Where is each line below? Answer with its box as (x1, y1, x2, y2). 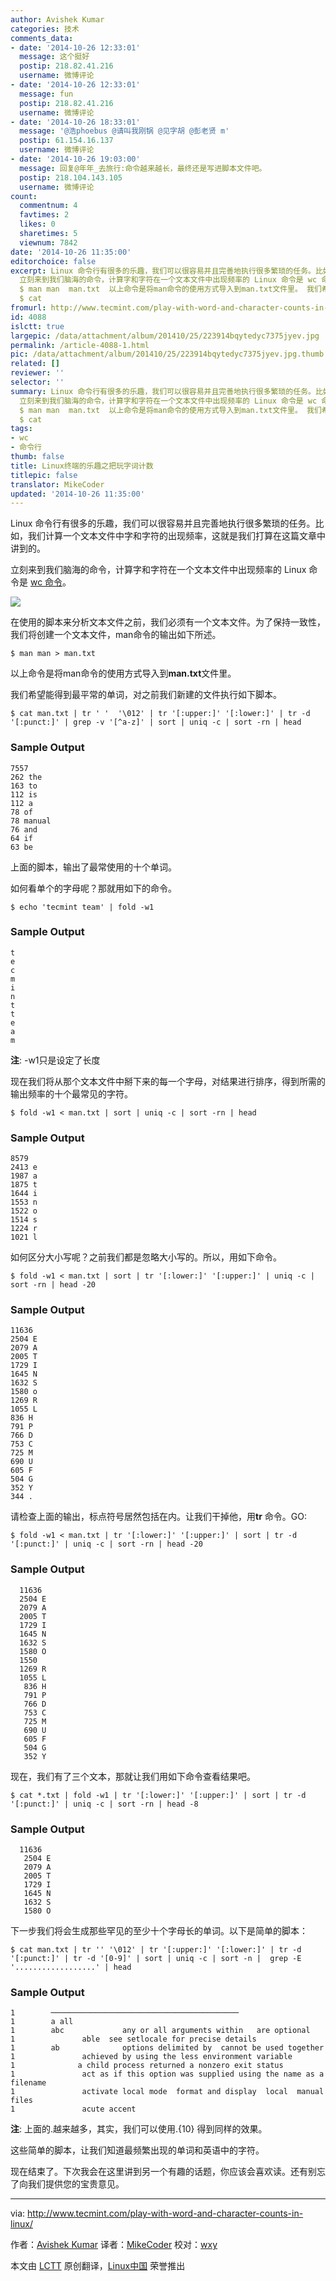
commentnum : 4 (19, 201, 78, 211)
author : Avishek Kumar (10, 14, 105, 25)
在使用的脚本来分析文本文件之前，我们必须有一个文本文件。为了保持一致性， (10, 616, 326, 628)
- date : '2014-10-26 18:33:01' (10, 117, 141, 127)
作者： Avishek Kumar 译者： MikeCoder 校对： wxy (10, 2239, 218, 2251)
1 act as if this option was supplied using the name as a (10, 2069, 325, 2080)
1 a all (10, 2017, 74, 2027)
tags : (10, 424, 33, 434)
